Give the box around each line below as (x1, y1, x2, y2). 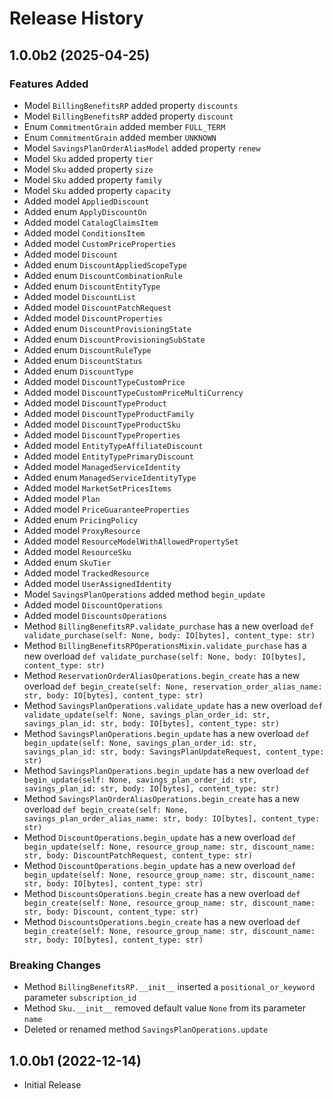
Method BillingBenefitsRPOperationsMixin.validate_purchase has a (23, 639, 307, 651)
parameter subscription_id (23, 992, 137, 1004)
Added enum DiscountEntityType (23, 280, 161, 292)
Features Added (9, 77, 89, 91)
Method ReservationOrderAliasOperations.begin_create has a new (23, 669, 301, 681)
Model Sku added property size (23, 163, 154, 175)
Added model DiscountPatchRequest (23, 301, 172, 313)
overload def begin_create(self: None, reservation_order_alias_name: (23, 680, 323, 692)
